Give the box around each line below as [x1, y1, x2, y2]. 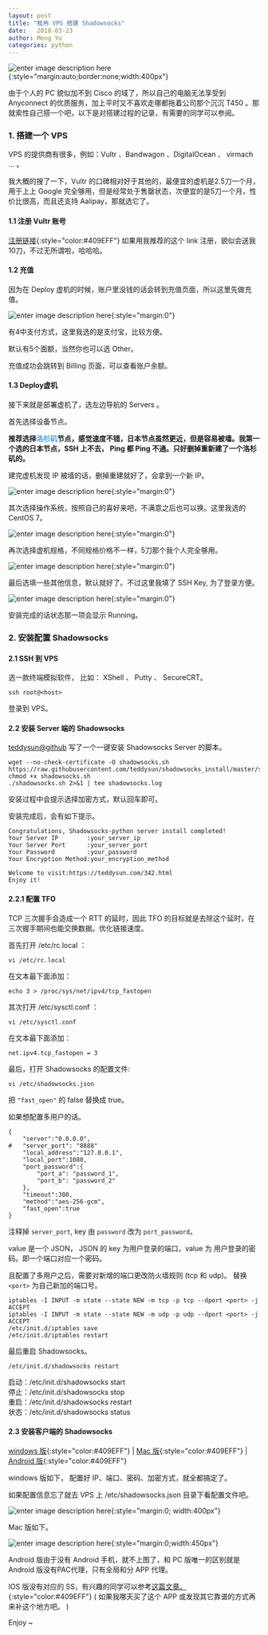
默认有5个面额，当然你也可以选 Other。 [8, 344, 138, 353]
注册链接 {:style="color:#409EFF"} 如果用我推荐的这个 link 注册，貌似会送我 [8, 235, 257, 245]
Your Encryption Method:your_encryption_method [8, 855, 170, 863]
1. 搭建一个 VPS [8, 130, 68, 141]
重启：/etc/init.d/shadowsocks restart [8, 1397, 132, 1407]
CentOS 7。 [8, 513, 47, 523]
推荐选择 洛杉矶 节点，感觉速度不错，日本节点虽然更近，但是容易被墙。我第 [8, 434, 253, 444]
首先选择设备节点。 [8, 417, 72, 427]
